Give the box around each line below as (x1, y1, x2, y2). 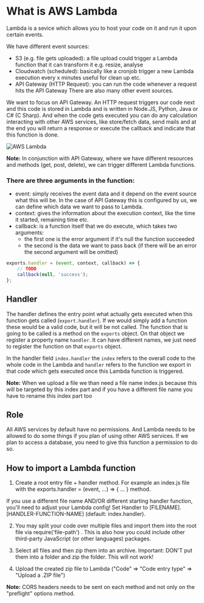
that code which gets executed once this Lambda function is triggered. (6, 367, 184, 375)
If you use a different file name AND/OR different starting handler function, (6, 498, 193, 505)
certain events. (6, 30, 44, 38)
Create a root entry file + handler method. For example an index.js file (15, 479, 190, 487)
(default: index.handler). (85, 510, 146, 518)
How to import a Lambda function (6, 463, 136, 473)
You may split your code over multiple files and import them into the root (15, 522, 197, 529)
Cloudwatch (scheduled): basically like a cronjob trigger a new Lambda (15, 67, 194, 74)
